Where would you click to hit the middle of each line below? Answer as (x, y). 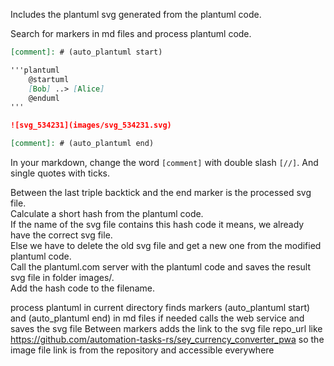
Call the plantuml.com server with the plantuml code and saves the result (160, 267)
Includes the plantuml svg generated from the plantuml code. (136, 14)
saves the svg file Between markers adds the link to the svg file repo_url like (166, 328)
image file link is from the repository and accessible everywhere (142, 350)
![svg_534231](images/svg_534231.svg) (91, 125)
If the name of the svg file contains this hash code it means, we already (157, 224)
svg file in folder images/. (62, 277)
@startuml (49, 79)
